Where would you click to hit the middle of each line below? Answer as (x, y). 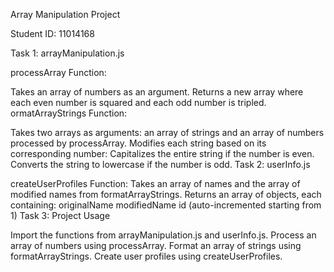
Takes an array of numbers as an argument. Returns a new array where (157, 92)
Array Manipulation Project (65, 14)
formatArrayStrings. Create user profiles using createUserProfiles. (146, 256)
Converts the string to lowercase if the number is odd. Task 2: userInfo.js (160, 164)
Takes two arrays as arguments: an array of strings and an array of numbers (167, 132)
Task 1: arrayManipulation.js (67, 53)
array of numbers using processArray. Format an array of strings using (156, 245)
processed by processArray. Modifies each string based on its (138, 143)
